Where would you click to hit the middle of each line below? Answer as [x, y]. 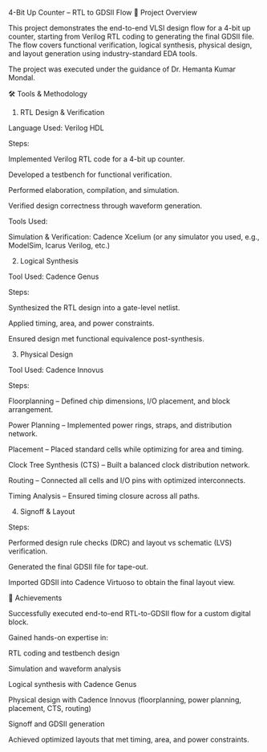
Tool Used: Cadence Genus [54, 276]
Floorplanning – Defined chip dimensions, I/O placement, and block [119, 401]
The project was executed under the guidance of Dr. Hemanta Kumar [122, 69]
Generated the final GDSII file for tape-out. [78, 567]
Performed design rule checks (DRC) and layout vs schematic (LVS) [120, 543]
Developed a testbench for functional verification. [90, 174]
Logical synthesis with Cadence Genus [73, 684]
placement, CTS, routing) [50, 708]
